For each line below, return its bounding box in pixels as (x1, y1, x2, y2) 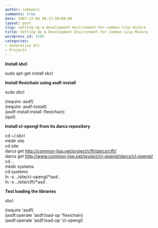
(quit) (5, 114, 16, 120)
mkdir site (5, 137, 25, 143)
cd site (5, 143, 18, 149)
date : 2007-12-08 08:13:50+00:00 (5, 16, 72, 21)
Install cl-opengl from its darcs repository (5, 123, 90, 129)
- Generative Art (5, 43, 40, 48)
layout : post (5, 20, 31, 26)
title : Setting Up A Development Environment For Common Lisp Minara (5, 30, 148, 34)
